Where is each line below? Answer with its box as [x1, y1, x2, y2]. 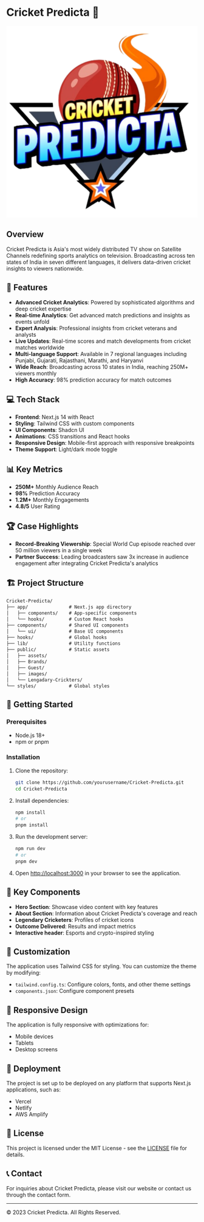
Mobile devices [15, 1033, 53, 1040]
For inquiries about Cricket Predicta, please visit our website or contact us [6, 1184, 192, 1192]
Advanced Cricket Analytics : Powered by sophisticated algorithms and [15, 298, 195, 306]
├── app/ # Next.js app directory [6, 604, 132, 610]
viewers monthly [15, 369, 57, 377]
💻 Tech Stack [6, 394, 60, 405]
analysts [15, 331, 36, 338]
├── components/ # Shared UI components [6, 622, 129, 628]
